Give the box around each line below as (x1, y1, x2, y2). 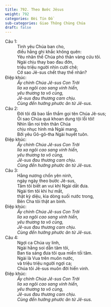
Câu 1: (5, 38, 18, 44)
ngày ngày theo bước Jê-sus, (17, 178, 76, 184)
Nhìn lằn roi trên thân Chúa (17, 121, 71, 127)
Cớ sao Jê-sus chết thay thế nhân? (17, 69, 87, 75)
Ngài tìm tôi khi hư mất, (17, 188, 63, 194)
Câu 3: (5, 168, 18, 173)
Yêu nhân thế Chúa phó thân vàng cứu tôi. (17, 54, 101, 60)
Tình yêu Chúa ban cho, (17, 44, 65, 50)
